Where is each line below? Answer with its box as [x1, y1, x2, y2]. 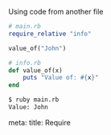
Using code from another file [8, 7, 104, 16]
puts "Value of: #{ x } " [23, 74, 99, 82]
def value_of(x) [8, 66, 63, 75]
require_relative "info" [8, 30, 92, 38]
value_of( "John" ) [8, 44, 67, 52]
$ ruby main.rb [8, 96, 60, 104]
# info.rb [8, 59, 42, 67]
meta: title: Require [8, 117, 71, 127]
